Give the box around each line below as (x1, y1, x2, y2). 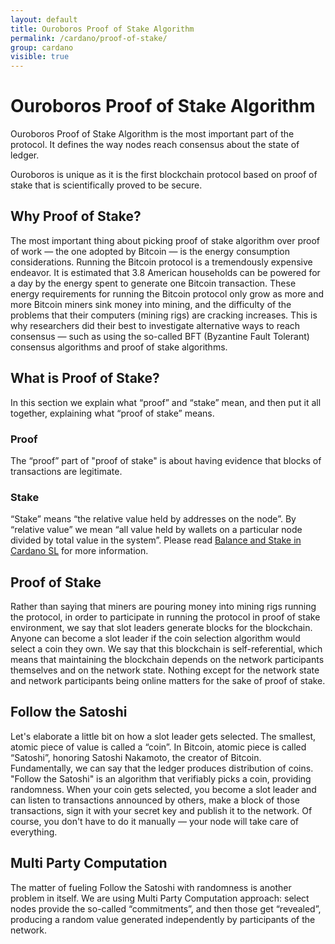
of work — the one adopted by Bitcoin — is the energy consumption (10, 245, 290, 257)
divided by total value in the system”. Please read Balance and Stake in (10, 534, 302, 546)
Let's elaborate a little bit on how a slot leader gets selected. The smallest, (10, 730, 316, 742)
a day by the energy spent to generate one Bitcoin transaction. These (10, 277, 297, 289)
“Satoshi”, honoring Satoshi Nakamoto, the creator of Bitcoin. (10, 751, 262, 763)
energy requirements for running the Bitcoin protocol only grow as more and (10, 287, 325, 300)
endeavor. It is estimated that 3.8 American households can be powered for (10, 266, 321, 278)
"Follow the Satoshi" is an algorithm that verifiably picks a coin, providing (10, 772, 312, 785)
